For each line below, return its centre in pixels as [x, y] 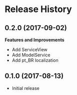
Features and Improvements [34, 40]
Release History [38, 9]
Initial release [25, 88]
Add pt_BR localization [35, 60]
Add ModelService [31, 55]
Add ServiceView [30, 50]
